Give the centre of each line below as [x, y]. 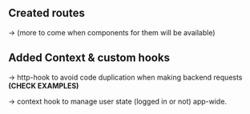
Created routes [47, 13]
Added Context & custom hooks [89, 58]
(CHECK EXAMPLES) [44, 85]
